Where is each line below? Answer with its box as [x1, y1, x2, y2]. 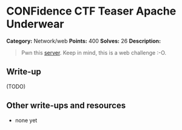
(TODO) [6, 83, 26, 90]
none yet [15, 117, 38, 124]
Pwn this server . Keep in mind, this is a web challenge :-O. [21, 49, 167, 56]
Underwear [6, 17, 64, 31]
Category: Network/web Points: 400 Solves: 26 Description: [6, 37, 161, 44]
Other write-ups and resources [6, 100, 126, 111]
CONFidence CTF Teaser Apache [6, 4, 177, 18]
